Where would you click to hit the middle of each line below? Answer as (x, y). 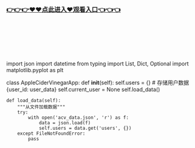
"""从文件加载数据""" (41, 107)
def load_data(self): (34, 101)
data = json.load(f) (65, 123)
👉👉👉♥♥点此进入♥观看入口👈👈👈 (63, 9)
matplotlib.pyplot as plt (35, 70)
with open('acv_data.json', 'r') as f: (79, 118)
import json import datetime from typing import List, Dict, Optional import (98, 64)
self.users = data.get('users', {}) (85, 129)
